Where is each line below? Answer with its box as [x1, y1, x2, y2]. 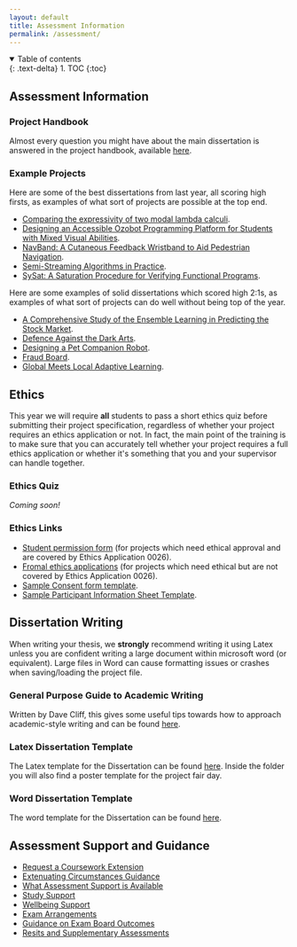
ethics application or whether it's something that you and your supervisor [9, 449, 277, 459]
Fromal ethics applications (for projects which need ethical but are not [21, 560, 278, 572]
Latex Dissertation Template [9, 740, 133, 753]
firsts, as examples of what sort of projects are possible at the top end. [9, 197, 268, 207]
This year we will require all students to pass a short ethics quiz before [9, 411, 268, 421]
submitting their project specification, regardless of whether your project [9, 420, 275, 431]
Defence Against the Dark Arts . [21, 333, 137, 344]
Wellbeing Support [21, 899, 90, 910]
